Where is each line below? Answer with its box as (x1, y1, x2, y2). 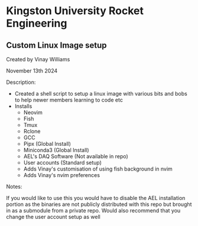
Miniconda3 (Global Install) (23, 146, 90, 153)
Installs (14, 103, 33, 110)
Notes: (6, 183, 22, 190)
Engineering (6, 17, 67, 30)
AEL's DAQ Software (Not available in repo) (23, 153, 128, 160)
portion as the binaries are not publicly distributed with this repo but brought (6, 201, 192, 208)
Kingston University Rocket (6, 4, 144, 18)
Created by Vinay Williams (6, 56, 70, 63)
